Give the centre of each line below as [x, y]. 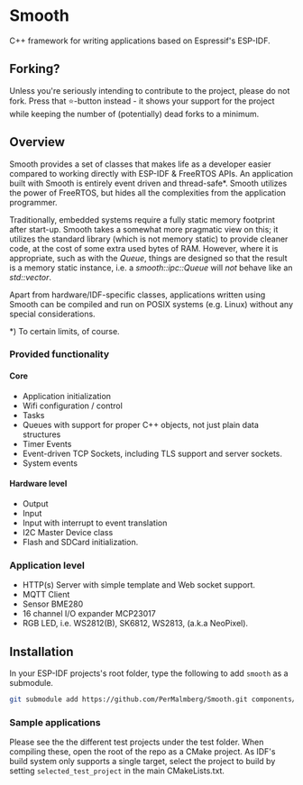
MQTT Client [46, 595]
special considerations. [53, 314]
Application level [47, 565]
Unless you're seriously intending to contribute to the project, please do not [150, 90]
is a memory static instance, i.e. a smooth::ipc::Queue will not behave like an [151, 268]
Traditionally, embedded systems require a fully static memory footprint [142, 219]
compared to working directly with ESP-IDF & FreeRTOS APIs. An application [151, 173]
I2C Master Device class [68, 532]
